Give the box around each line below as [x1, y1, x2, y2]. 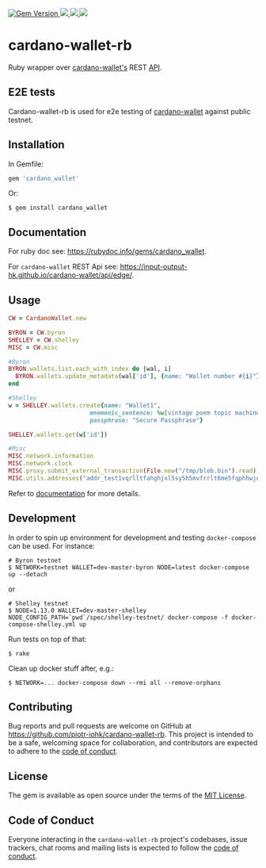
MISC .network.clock [8, 460, 73, 468]
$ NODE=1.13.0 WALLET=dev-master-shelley [8, 606, 147, 614]
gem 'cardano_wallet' [8, 174, 80, 182]
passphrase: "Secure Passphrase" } [89, 416, 203, 424]
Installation [8, 138, 65, 151]
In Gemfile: [8, 159, 44, 169]
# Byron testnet [8, 556, 62, 564]
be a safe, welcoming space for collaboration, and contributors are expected [8, 738, 258, 748]
